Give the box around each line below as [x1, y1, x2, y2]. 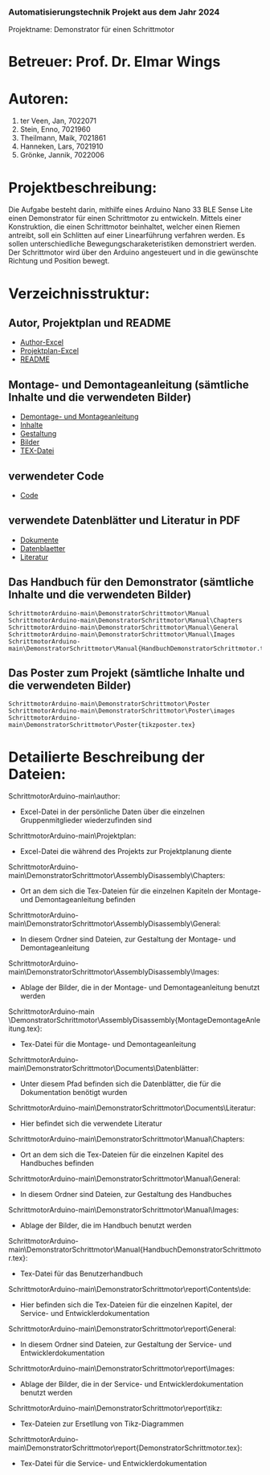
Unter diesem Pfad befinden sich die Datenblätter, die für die [19, 1079, 222, 1089]
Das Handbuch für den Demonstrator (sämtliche [8, 575, 255, 589]
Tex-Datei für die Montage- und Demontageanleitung [19, 1040, 197, 1049]
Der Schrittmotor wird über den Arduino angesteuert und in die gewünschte [8, 247, 259, 257]
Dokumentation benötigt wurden [19, 1088, 128, 1097]
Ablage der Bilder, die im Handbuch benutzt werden [19, 1220, 192, 1231]
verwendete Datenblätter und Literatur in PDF [8, 513, 241, 528]
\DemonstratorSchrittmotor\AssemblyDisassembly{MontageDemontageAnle [8, 1015, 261, 1025]
